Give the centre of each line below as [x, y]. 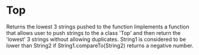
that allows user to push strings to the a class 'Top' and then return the [94, 33]
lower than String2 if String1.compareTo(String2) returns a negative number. [100, 46]
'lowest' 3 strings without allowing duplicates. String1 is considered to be [96, 39]
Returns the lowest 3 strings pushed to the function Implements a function [98, 27]
